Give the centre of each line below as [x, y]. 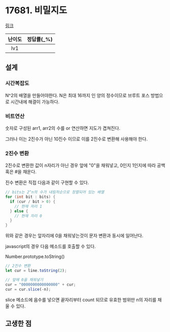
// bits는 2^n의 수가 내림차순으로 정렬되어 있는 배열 [55, 192]
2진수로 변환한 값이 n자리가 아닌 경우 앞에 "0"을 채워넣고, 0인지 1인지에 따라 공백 [85, 165]
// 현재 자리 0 [28, 216]
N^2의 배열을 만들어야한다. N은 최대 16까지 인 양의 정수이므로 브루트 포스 [77, 95]
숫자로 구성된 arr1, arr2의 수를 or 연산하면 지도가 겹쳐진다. [63, 128]
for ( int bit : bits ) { [30, 197]
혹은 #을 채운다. [21, 172]
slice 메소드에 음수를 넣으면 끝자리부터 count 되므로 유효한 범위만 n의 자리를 [81, 299]
